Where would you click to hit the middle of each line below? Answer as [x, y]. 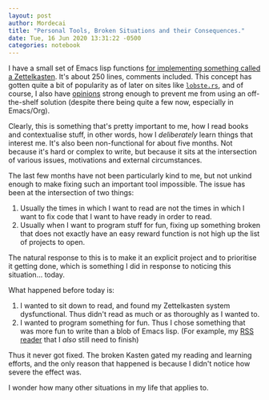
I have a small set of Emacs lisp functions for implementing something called [134, 68]
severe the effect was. [45, 372]
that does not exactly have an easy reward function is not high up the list [140, 234]
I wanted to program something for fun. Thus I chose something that [132, 323]
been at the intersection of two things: [71, 193]
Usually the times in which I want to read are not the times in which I [132, 208]
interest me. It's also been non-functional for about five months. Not [120, 143]
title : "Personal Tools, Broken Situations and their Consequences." [127, 30]
